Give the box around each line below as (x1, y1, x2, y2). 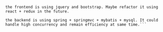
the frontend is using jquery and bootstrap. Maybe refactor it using (5, 4, 158, 9)
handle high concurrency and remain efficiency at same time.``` (5, 22, 147, 27)
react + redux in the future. (5, 9, 70, 14)
